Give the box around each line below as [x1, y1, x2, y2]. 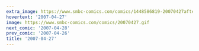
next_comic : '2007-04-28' [6, 25, 70, 31]
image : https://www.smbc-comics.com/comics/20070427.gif [6, 19, 150, 25]
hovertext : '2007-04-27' [6, 14, 68, 20]
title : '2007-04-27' [6, 36, 57, 42]
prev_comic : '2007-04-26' [6, 30, 70, 36]
